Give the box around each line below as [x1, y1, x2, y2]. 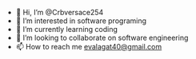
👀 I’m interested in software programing [15, 16, 146, 26]
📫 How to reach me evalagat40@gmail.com [15, 42, 162, 51]
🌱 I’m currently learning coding [15, 25, 118, 33]
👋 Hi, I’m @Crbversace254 [15, 8, 104, 17]
